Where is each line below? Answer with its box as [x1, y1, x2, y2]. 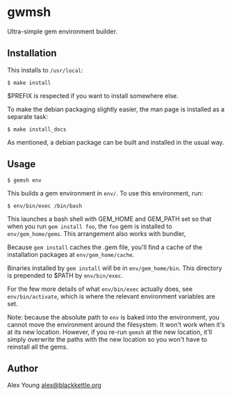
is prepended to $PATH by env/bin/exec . [7, 271, 124, 279]
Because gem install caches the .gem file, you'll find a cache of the [7, 243, 203, 251]
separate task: [7, 112, 49, 120]
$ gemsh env [7, 177, 42, 184]
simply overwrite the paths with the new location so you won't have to [7, 335, 208, 343]
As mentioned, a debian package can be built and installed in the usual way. [7, 138, 224, 146]
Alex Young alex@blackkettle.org [7, 381, 102, 390]
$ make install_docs [7, 126, 67, 133]
